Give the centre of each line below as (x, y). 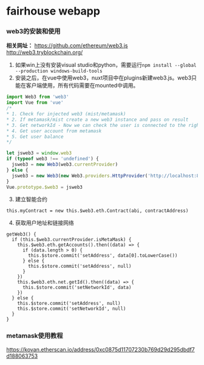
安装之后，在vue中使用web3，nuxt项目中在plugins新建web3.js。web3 (103, 78)
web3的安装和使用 (33, 32)
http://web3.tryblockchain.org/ (45, 52)
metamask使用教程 (35, 336)
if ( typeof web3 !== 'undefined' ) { (53, 159)
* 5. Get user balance (35, 137)
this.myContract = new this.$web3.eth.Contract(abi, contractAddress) (97, 211)
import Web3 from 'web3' (38, 97)
